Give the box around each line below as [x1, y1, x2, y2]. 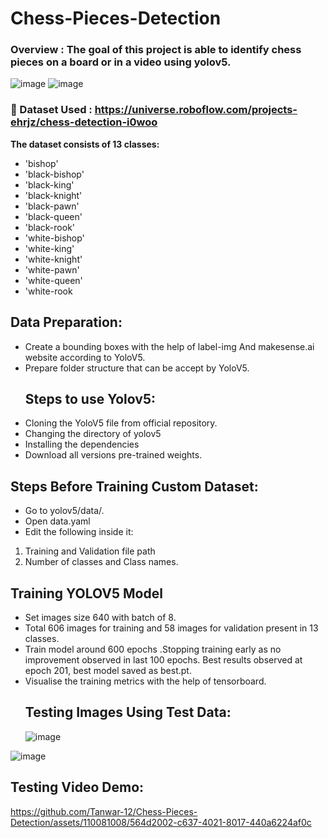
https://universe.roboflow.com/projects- [94, 103, 298, 117]
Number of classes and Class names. [24, 556, 179, 568]
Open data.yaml [24, 515, 91, 527]
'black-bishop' [24, 168, 85, 180]
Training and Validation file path [24, 545, 156, 557]
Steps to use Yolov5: [24, 390, 156, 407]
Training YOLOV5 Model [10, 585, 163, 602]
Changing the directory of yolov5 [24, 428, 162, 440]
